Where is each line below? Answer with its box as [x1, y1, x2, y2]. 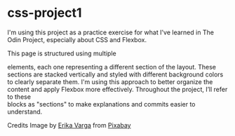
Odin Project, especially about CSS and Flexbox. [7, 35, 147, 43]
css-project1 [7, 5, 82, 21]
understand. [7, 107, 43, 116]
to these [7, 93, 32, 101]
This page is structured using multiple [7, 49, 117, 57]
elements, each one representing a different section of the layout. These [7, 62, 216, 71]
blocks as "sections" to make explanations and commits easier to [7, 100, 196, 108]
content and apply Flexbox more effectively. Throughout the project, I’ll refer [7, 85, 228, 93]
